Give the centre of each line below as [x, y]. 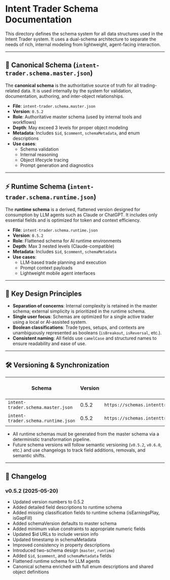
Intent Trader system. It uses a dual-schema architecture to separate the [81, 39]
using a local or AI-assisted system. [50, 322]
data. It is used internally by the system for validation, [77, 91]
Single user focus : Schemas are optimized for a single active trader [83, 317]
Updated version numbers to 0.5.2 [48, 502]
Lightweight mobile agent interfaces [58, 273]
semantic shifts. [29, 456]
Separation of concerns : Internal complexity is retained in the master [85, 306]
